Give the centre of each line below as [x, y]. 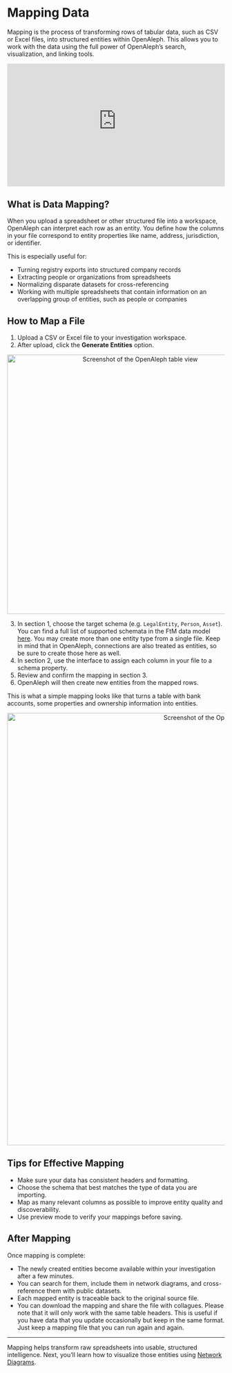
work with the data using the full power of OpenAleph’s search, [97, 46]
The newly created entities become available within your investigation [116, 1269]
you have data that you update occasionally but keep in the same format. [121, 1320]
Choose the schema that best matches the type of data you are [107, 1187]
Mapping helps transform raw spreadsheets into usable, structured [103, 1347]
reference [31, 1291]
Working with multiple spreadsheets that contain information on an [112, 292]
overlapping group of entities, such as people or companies [102, 300]
